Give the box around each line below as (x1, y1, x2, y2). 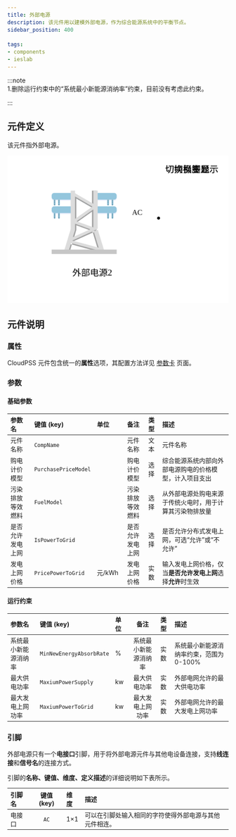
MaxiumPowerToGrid (39, 703, 93, 710)
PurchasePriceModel (34, 466, 91, 473)
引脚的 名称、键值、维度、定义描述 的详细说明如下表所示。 (7, 774, 173, 781)
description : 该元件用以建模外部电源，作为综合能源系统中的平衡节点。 (7, 18, 190, 26)
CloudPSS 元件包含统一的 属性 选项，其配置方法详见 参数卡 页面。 (7, 359, 195, 367)
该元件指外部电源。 (7, 141, 63, 149)
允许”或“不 (189, 536, 220, 543)
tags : (7, 41, 23, 49)
